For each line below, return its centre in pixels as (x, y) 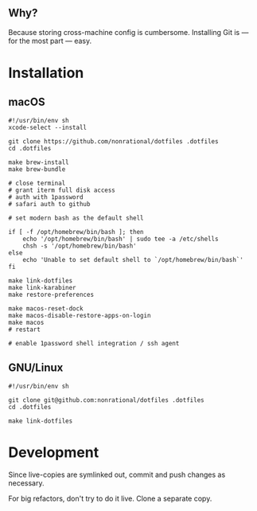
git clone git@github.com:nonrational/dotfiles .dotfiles (106, 400)
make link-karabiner (43, 287)
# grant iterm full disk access (62, 190)
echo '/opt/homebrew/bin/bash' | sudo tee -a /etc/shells (121, 239)
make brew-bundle (37, 169)
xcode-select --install (48, 127)
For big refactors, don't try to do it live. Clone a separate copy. (110, 498)
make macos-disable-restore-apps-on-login (80, 315)
